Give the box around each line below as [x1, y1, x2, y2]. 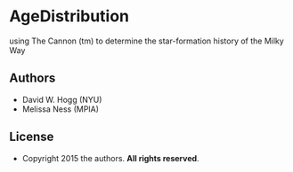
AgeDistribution [9, 6, 130, 27]
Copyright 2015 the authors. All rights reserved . [21, 152, 199, 163]
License [9, 129, 54, 145]
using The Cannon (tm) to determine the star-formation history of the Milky [9, 35, 285, 46]
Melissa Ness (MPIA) [21, 104, 100, 114]
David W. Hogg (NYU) [21, 94, 102, 105]
